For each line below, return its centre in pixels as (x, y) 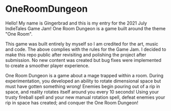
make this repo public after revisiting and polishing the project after (76, 55)
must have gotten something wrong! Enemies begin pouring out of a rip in (83, 86)
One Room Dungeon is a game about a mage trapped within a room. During (84, 75)
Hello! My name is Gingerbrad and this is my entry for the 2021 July (76, 23)
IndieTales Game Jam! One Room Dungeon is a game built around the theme (86, 28)
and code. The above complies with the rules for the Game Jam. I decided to (86, 49)
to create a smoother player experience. (47, 65)
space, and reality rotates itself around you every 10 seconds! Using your (82, 92)
